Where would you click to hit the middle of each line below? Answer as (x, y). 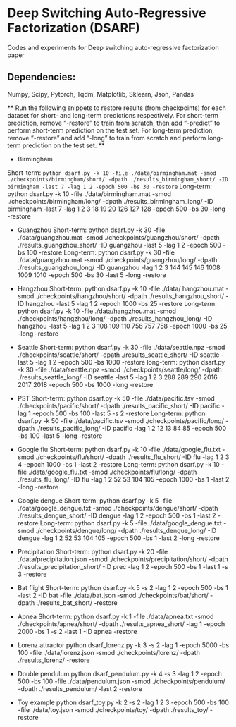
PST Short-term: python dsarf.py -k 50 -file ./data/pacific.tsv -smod (116, 398)
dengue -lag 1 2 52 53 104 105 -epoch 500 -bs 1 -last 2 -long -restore (118, 538)
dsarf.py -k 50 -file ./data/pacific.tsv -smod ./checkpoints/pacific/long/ (120, 420)
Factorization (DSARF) (74, 28)
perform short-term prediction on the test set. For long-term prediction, (111, 130)
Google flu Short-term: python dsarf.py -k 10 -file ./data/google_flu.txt (119, 449)
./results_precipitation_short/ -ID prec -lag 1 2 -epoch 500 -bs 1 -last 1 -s (123, 566)
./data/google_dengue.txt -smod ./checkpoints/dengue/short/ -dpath (118, 508)
